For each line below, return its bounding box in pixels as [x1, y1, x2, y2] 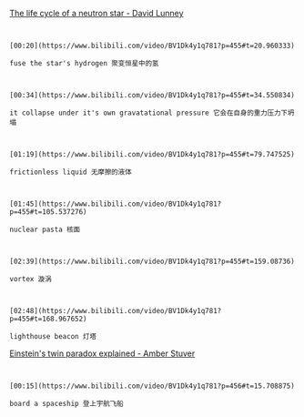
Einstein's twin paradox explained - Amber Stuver [9, 348, 196, 359]
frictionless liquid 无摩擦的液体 [9, 168, 132, 177]
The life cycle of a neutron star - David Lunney [9, 8, 184, 18]
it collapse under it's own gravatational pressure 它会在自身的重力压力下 [9, 108, 289, 117]
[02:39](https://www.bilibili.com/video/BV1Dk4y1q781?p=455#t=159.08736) [9, 257, 296, 266]
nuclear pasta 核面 [9, 225, 81, 234]
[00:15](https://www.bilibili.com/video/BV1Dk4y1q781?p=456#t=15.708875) [9, 381, 296, 391]
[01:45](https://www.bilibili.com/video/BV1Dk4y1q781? [9, 199, 222, 208]
